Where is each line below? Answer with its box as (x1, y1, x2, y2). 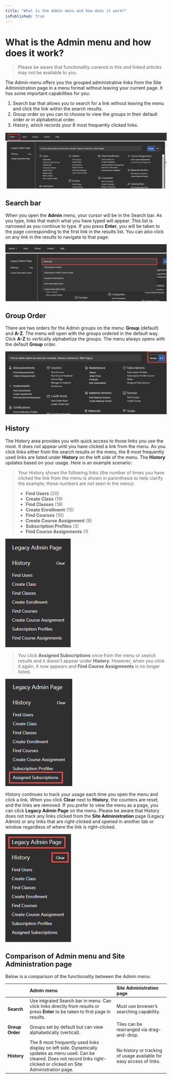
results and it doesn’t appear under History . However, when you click (17, 658, 165, 664)
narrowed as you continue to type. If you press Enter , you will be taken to (5, 223, 160, 229)
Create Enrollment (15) (25, 506, 74, 513)
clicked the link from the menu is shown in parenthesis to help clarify (17, 475, 163, 481)
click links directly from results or (30, 1003, 100, 1009)
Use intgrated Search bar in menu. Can (30, 998, 112, 1004)
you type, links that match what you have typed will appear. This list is (5, 218, 153, 224)
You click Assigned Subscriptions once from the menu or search (17, 652, 156, 658)
